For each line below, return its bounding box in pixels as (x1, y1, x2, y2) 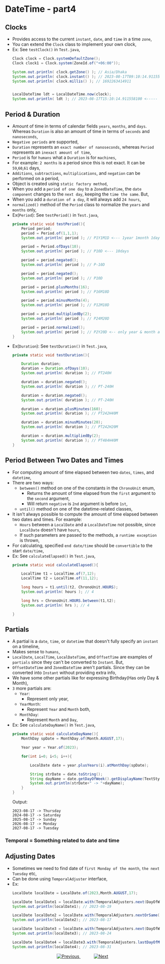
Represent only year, (27, 696, 69, 702)
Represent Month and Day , (27, 717, 78, 723)
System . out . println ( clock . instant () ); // (12, 74, 103, 79)
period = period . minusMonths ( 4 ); (21, 298, 90, 303)
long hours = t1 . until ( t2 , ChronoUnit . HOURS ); (21, 585, 118, 590)
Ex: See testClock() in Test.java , (12, 47, 80, 52)
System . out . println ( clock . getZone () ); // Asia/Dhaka (12, 69, 127, 74)
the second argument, (27, 495, 70, 501)
